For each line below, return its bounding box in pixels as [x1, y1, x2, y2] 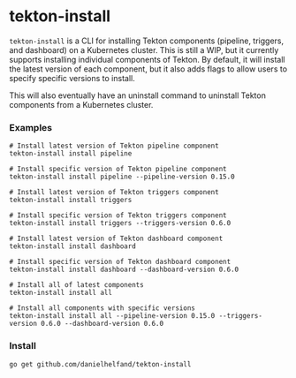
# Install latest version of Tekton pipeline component [9, 141, 219, 151]
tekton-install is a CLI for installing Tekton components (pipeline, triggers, [9, 35, 285, 46]
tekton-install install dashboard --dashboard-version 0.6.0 [9, 265, 239, 275]
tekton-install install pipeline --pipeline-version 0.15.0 [9, 172, 236, 182]
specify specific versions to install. [9, 72, 135, 83]
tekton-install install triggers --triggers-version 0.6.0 [9, 219, 231, 228]
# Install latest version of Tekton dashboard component [9, 234, 224, 244]
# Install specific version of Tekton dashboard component [9, 258, 231, 267]
